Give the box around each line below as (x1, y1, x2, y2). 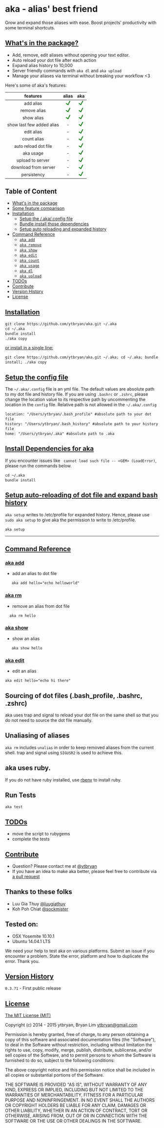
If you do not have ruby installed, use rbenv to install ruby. (5, 777, 122, 783)
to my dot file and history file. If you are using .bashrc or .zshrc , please (5, 391, 148, 397)
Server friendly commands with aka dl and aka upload (12, 68, 122, 73)
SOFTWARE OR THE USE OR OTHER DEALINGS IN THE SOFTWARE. (5, 1118, 142, 1124)
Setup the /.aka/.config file (19, 216, 73, 222)
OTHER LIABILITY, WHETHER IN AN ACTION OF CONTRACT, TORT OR (5, 1107, 147, 1114)
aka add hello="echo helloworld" (11, 581, 80, 586)
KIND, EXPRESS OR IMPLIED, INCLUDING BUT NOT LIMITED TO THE (5, 1087, 143, 1093)
